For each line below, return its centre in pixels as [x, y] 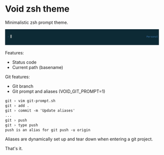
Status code [24, 62]
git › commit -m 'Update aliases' [40, 111]
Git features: [18, 77]
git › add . [17, 106]
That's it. [14, 149]
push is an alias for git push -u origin [48, 130]
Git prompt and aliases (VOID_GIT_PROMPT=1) [59, 91]
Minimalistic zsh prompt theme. [37, 22]
